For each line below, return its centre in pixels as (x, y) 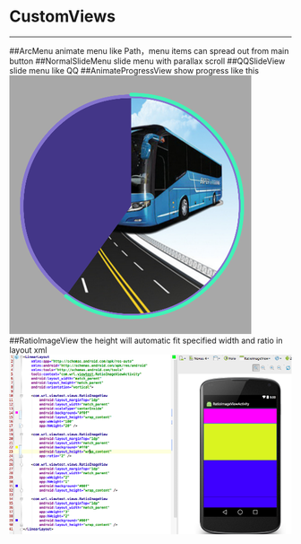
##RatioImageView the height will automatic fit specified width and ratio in (146, 340)
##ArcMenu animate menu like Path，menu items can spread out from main (149, 50)
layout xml (28, 350)
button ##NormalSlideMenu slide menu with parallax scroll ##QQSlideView (147, 61)
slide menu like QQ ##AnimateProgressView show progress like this (134, 70)
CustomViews (63, 17)
